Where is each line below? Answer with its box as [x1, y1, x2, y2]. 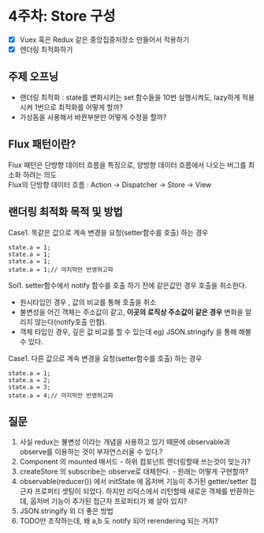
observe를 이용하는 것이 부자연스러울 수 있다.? [19, 447, 163, 456]
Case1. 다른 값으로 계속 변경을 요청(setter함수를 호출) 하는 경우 [8, 353, 203, 363]
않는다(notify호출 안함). [34, 317, 107, 326]
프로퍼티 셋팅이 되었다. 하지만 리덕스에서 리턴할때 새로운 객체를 [34, 486, 229, 496]
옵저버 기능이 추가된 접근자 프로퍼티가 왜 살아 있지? [30, 497, 188, 506]
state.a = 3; [8, 383, 51, 391]
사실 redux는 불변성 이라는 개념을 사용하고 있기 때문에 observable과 [19, 437, 231, 447]
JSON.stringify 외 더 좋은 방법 [19, 506, 114, 516]
